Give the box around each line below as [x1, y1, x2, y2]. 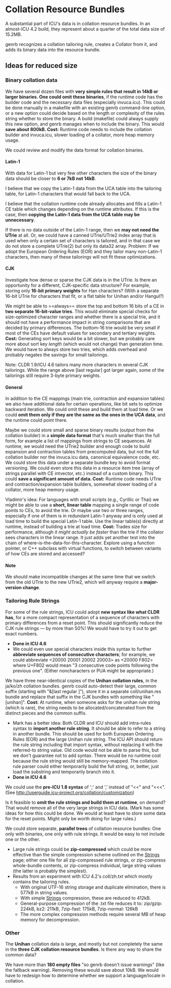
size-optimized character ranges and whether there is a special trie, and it [5, 314, 160, 320]
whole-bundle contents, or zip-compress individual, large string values [12, 862, 161, 868]
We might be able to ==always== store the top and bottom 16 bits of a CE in [5, 303, 164, 309]
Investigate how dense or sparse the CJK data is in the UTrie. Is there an [5, 277, 157, 283]
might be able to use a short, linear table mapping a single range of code [5, 502, 159, 508]
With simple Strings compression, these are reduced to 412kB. [20, 895, 151, 901]
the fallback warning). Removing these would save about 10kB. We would [5, 967, 159, 973]
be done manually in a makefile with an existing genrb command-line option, [5, 105, 165, 111]
